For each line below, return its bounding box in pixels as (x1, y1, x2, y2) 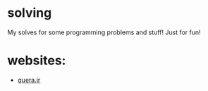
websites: (7, 52, 66, 69)
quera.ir (17, 76, 41, 84)
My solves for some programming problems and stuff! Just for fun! (7, 28, 201, 36)
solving (7, 5, 52, 21)
